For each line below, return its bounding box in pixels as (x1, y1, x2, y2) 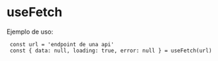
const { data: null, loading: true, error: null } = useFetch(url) (9, 47, 212, 54)
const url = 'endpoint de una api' (9, 41, 114, 48)
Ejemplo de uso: (6, 27, 54, 36)
